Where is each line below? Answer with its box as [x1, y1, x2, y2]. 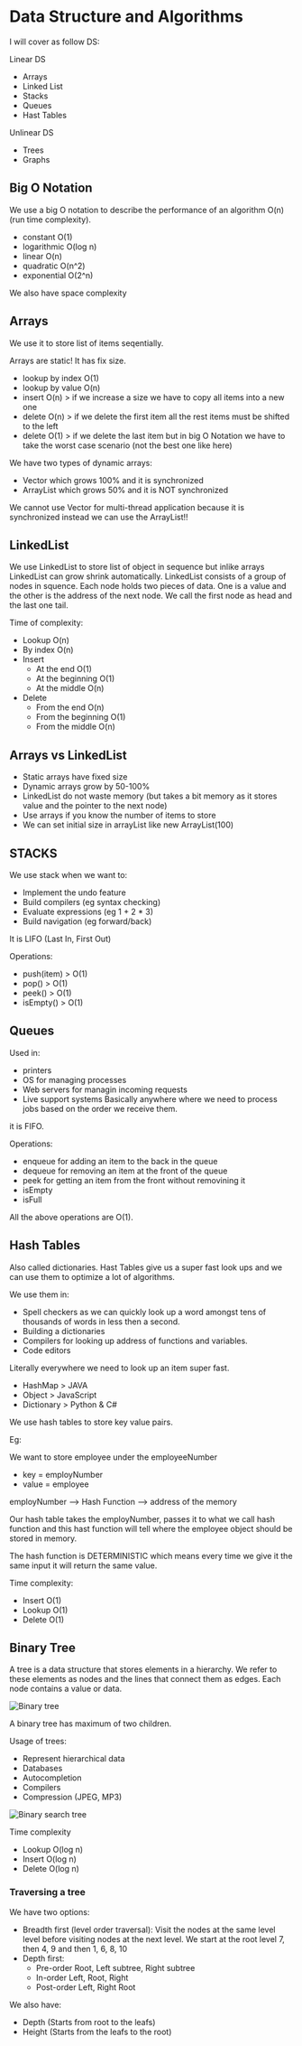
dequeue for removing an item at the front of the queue [22, 1165, 228, 1176]
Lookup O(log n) [22, 1845, 84, 1855]
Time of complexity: [9, 617, 84, 629]
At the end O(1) [35, 664, 93, 675]
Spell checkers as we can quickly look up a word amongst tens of [22, 1306, 267, 1317]
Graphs [22, 154, 50, 164]
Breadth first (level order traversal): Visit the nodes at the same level [22, 1924, 276, 1935]
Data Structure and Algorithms [9, 6, 243, 27]
